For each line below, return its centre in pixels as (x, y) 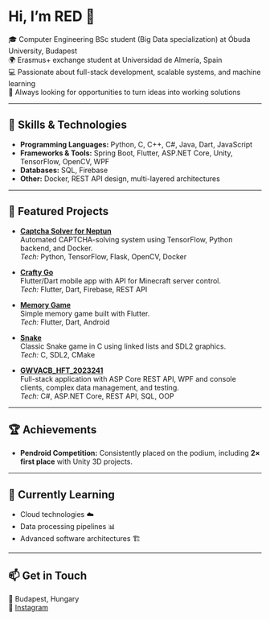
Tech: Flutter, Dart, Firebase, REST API (84, 289)
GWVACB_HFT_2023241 (61, 370)
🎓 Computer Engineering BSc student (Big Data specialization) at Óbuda (129, 39)
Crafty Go (37, 272)
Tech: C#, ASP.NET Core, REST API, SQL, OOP (97, 396)
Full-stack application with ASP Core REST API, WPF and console (128, 378)
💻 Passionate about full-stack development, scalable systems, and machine (135, 72)
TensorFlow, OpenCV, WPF (65, 161)
